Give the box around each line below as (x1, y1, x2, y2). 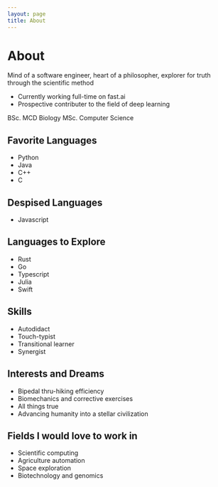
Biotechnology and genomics (17, 471, 104, 480)
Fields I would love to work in (7, 429, 138, 441)
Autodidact (17, 324, 50, 333)
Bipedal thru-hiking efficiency (17, 387, 104, 395)
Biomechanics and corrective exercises (17, 394, 133, 402)
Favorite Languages (7, 134, 97, 146)
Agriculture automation (17, 456, 85, 465)
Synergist (17, 347, 46, 355)
